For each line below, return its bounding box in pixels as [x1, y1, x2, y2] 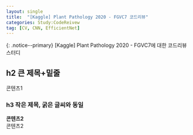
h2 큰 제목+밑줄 [6, 68, 60, 78]
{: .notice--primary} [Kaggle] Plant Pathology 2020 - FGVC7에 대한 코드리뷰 [6, 42, 187, 49]
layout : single [6, 8, 43, 15]
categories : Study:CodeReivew [6, 19, 80, 25]
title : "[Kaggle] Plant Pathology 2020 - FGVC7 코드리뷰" [6, 14, 148, 20]
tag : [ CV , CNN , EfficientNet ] [6, 25, 80, 31]
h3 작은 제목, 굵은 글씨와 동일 [6, 100, 84, 109]
